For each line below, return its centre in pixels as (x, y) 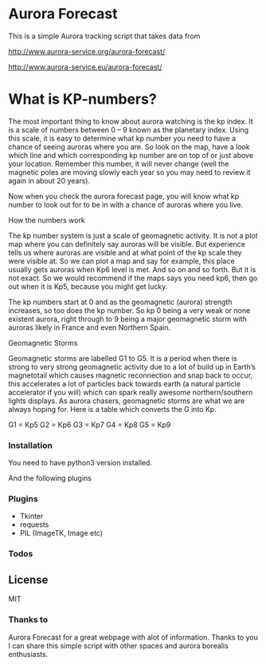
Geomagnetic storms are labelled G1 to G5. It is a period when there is (123, 358)
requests (34, 524)
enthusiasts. (28, 654)
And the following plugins (50, 478)
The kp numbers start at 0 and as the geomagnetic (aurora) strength (120, 302)
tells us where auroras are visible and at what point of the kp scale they (125, 252)
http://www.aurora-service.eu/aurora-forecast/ (85, 67)
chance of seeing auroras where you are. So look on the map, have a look (129, 146)
